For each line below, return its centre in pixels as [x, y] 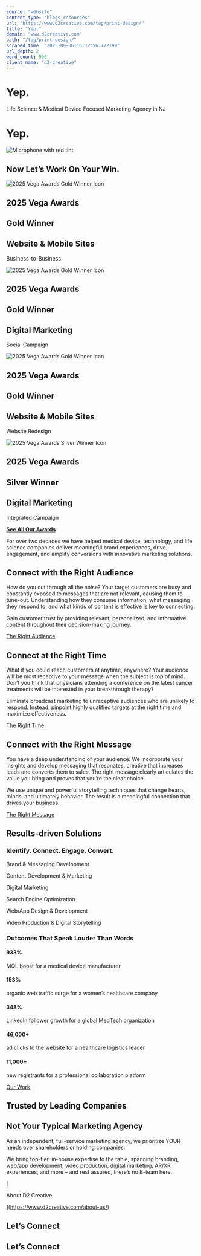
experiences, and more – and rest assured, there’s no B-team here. [89, 1172]
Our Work [18, 1087]
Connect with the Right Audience [70, 573]
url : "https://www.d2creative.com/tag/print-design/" [75, 23]
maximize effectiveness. [37, 714]
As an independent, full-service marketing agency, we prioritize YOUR [94, 1141]
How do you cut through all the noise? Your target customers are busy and [99, 588]
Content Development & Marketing [49, 876]
